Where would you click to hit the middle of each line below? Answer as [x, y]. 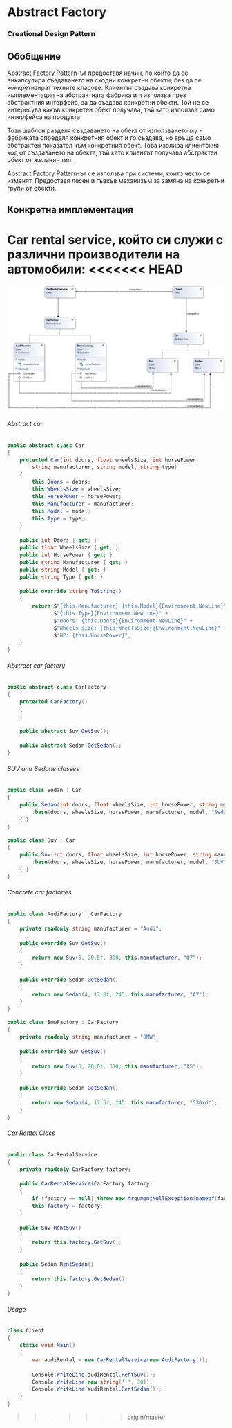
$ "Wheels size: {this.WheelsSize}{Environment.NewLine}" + [140, 628]
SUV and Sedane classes [43, 768]
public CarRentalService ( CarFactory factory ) [86, 1184]
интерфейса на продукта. [45, 117]
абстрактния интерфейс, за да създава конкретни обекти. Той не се [108, 102]
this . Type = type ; [58, 518]
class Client [26, 1331]
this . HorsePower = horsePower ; [77, 496]
